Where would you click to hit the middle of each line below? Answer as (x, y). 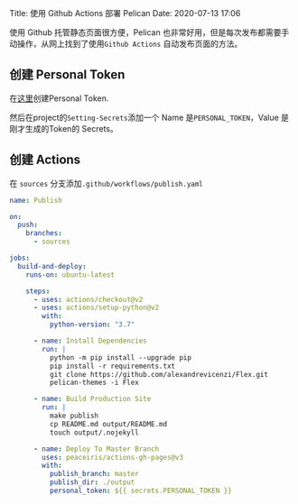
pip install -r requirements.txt (112, 366)
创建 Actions (45, 160)
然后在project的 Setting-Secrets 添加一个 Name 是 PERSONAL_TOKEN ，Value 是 (149, 117)
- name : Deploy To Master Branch (96, 449)
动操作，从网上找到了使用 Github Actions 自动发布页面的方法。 (126, 44)
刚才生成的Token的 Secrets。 (64, 128)
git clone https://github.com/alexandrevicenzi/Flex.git (159, 374)
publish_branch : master (94, 474)
